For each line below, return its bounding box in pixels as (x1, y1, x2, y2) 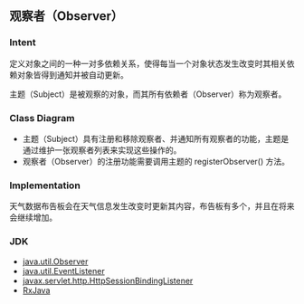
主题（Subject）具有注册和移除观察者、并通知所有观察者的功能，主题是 (22, 133, 290, 144)
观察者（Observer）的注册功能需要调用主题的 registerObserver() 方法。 (22, 156, 290, 166)
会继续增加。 (9, 212, 57, 223)
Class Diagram (9, 111, 75, 124)
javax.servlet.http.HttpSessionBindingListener (22, 275, 194, 286)
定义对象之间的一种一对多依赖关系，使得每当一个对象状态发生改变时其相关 (9, 58, 287, 69)
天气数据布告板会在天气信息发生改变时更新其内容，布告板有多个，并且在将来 (9, 201, 295, 212)
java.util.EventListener (22, 265, 106, 276)
